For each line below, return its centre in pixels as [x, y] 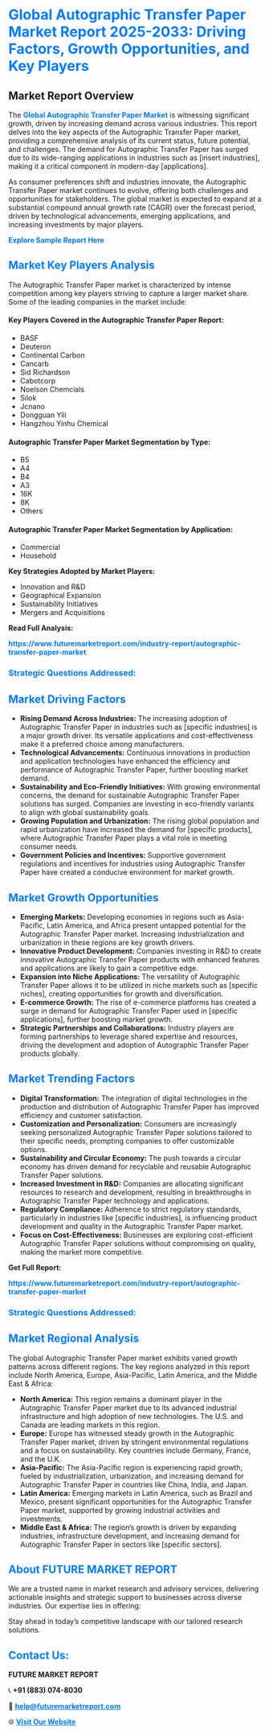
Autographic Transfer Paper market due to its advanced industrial [128, 1408]
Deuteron [35, 346]
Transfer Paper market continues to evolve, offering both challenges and [128, 190]
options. [33, 1149]
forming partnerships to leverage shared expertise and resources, [129, 1036]
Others [31, 511]
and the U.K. [41, 1459]
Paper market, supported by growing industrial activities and [120, 1510]
